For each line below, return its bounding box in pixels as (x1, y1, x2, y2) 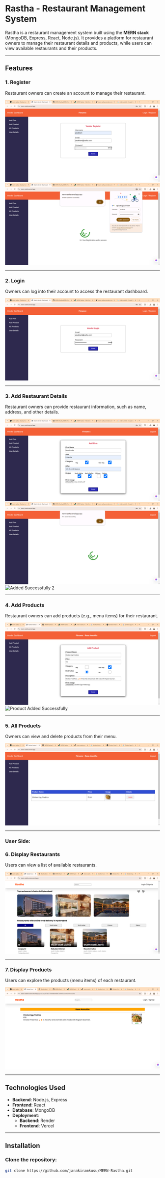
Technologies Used (5, 1084, 65, 1092)
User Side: (5, 838, 31, 845)
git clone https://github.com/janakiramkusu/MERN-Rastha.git (5, 1168, 133, 1173)
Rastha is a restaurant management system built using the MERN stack (5, 29, 149, 35)
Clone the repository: (5, 1156, 57, 1163)
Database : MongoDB (12, 1107, 55, 1113)
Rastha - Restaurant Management (5, 3, 146, 14)
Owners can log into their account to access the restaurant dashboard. (5, 288, 148, 295)
